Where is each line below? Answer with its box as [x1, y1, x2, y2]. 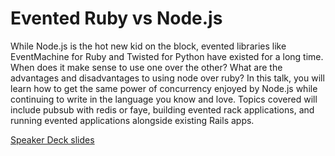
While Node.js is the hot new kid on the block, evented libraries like [10, 40, 287, 52]
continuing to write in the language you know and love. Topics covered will [10, 93, 318, 105]
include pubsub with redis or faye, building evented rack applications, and [10, 103, 315, 116]
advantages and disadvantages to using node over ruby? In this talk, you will [10, 72, 325, 84]
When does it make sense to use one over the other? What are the [10, 61, 283, 73]
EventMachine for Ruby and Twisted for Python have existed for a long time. [10, 50, 324, 62]
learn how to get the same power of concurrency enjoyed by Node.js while [10, 82, 318, 94]
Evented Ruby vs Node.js [10, 7, 223, 30]
